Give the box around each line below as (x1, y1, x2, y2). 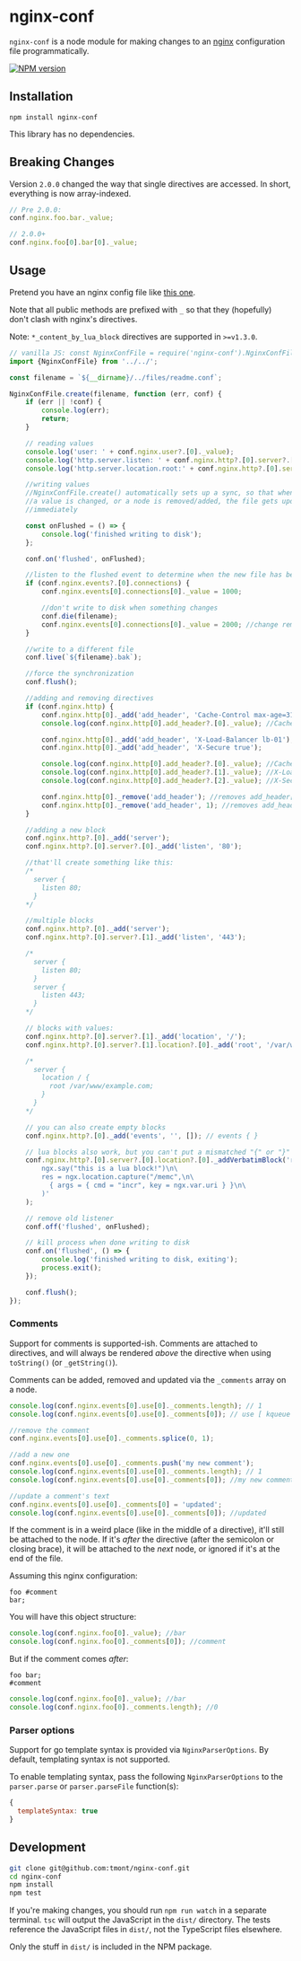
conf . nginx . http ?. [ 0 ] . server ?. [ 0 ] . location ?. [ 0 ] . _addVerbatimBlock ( (25, 1156, 287, 1165)
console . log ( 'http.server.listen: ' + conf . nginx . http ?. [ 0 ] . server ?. (25, 455, 291, 464)
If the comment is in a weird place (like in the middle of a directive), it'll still (9, 1525, 285, 1535)
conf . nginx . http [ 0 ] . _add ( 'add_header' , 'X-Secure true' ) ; (41, 743, 262, 752)
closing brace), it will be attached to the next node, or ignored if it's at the (9, 1543, 280, 1554)
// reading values (25, 438, 94, 448)
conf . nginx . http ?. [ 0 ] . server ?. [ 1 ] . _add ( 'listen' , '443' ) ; (25, 933, 246, 942)
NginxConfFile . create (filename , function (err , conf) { (9, 389, 222, 399)
